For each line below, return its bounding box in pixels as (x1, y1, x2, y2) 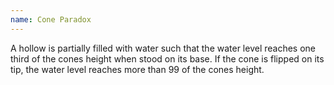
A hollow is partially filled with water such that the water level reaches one (10, 42, 317, 54)
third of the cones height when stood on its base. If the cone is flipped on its (10, 52, 325, 65)
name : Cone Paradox (10, 14, 92, 25)
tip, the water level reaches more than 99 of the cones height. (10, 63, 265, 75)
